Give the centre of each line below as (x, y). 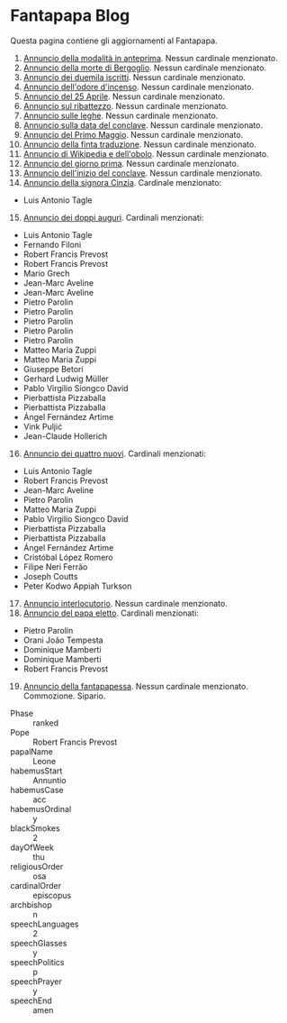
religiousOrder (37, 866)
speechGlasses (39, 943)
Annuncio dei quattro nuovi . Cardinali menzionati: (114, 453)
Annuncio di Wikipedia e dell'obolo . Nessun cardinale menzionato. (146, 153)
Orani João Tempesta (63, 640)
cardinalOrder (36, 885)
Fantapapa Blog (70, 16)
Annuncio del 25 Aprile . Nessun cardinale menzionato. (124, 96)
